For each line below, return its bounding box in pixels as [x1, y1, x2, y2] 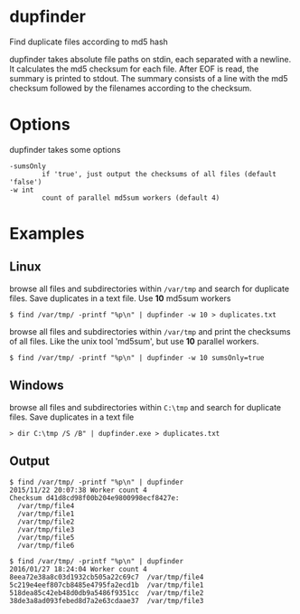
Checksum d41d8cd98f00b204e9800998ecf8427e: [9, 493, 180, 503]
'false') [9, 177, 42, 186]
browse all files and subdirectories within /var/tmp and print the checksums [9, 326, 291, 336]
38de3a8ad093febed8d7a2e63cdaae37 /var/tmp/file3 [9, 596, 204, 605]
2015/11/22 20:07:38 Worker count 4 [9, 486, 147, 495]
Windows [9, 378, 64, 393]
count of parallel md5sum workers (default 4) [42, 193, 220, 203]
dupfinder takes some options [9, 144, 121, 155]
